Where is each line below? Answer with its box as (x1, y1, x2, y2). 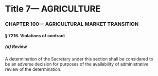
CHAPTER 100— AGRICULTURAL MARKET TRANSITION (5, 21, 139, 28)
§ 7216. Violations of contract (5, 32, 65, 38)
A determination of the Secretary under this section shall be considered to (5, 56, 154, 61)
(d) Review (5, 44, 28, 49)
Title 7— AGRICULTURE (5, 3, 101, 15)
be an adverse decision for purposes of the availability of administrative (5, 61, 149, 67)
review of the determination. (5, 66, 62, 72)
